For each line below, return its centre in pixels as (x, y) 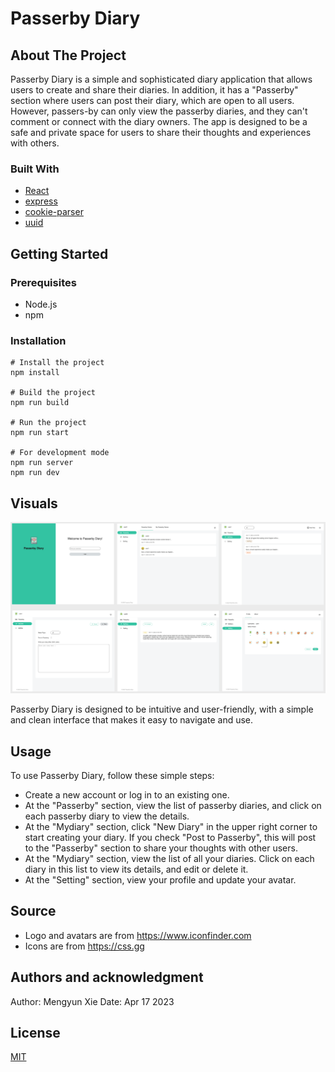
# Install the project (57, 363)
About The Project (68, 55)
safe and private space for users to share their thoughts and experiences (161, 132)
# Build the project (53, 393)
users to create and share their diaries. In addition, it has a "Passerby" (154, 90)
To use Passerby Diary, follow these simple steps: (112, 776)
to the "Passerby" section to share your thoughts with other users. (161, 848)
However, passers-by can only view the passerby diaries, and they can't (159, 111)
